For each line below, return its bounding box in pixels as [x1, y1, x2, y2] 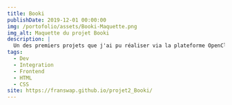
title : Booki [7, 10, 45, 17]
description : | [7, 36, 51, 43]
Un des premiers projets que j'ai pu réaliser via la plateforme [13, 42, 206, 49]
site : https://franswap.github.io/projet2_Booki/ [7, 87, 153, 94]
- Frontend [13, 68, 45, 75]
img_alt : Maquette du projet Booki [7, 29, 110, 37]
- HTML [13, 74, 32, 82]
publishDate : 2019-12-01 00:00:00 [7, 17, 107, 23]
